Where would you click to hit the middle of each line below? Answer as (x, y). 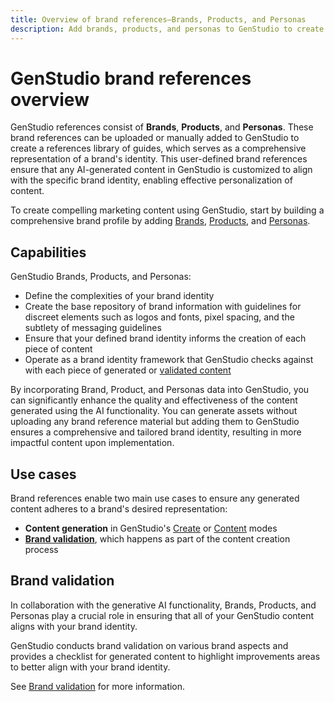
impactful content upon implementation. (92, 443)
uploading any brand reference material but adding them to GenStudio (155, 422)
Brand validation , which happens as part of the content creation (157, 539)
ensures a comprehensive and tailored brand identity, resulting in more (156, 432)
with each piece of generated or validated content (128, 370)
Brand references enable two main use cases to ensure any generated (155, 498)
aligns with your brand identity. (74, 626)
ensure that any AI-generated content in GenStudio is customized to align (161, 170)
